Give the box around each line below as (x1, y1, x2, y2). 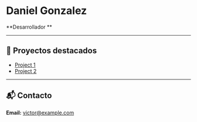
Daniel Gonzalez (6, 4, 87, 18)
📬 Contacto (6, 90, 52, 100)
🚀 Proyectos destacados (6, 46, 97, 56)
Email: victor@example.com (6, 109, 74, 116)
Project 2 (14, 67, 37, 74)
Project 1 (14, 61, 36, 68)
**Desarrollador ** (6, 23, 53, 30)
